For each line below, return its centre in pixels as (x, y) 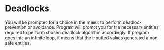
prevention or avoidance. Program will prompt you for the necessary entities (82, 27)
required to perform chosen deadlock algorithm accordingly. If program (77, 32)
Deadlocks (27, 9)
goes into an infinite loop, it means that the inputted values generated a (77, 38)
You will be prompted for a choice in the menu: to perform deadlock (73, 22)
